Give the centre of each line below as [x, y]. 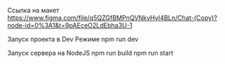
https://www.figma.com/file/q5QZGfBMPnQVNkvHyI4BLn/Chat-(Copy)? [112, 18]
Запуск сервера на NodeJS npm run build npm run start [90, 53]
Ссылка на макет [33, 10]
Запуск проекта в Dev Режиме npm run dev [73, 39]
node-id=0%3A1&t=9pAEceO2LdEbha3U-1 [70, 25]
